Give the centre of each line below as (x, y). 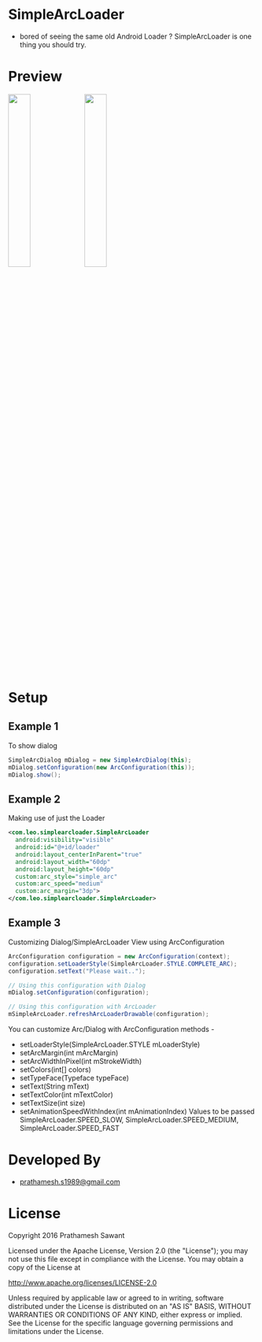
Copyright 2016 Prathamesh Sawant (66, 1235)
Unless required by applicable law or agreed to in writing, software (116, 1298)
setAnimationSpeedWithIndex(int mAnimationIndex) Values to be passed (137, 1111)
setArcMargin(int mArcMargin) (69, 1053)
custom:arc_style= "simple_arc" (66, 877)
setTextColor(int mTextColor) (66, 1095)
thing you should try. (53, 44)
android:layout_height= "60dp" (65, 869)
